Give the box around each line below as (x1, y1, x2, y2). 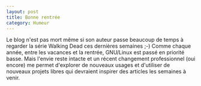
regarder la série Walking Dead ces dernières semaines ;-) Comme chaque (6, 42, 191, 50)
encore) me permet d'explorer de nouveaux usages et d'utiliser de (6, 62, 170, 69)
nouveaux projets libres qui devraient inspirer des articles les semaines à (6, 68, 187, 75)
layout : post (6, 8, 39, 15)
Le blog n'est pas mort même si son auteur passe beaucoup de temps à (6, 36, 184, 44)
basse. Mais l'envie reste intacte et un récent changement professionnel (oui (6, 55, 196, 63)
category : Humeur (6, 20, 50, 26)
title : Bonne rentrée (6, 14, 61, 20)
